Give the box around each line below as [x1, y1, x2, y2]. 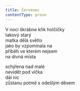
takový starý [5, 32, 32, 38]
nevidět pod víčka [5, 69, 43, 75]
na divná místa [5, 53, 36, 59]
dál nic [5, 74, 19, 80]
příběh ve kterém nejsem [5, 48, 58, 54]
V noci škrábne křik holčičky [5, 26, 65, 32]
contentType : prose [5, 12, 47, 17]
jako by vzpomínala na [5, 42, 52, 49]
